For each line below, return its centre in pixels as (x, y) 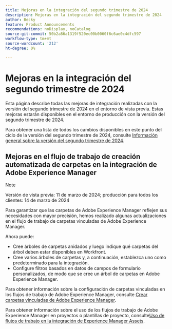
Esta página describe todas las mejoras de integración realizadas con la (81, 103)
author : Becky (21, 20)
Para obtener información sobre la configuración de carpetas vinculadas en (85, 289)
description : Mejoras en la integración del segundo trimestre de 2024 (83, 15)
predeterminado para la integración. (51, 263)
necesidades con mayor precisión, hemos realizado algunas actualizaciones (86, 216)
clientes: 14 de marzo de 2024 (37, 200)
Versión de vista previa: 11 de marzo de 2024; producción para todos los (82, 195)
